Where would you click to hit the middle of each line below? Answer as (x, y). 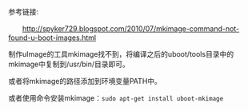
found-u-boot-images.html (52, 38)
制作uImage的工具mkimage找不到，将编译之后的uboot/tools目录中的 (121, 54)
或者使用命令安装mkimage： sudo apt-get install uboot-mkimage (116, 98)
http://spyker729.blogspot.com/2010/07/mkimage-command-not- (131, 29)
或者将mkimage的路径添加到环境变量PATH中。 (85, 81)
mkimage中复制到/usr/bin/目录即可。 (69, 64)
